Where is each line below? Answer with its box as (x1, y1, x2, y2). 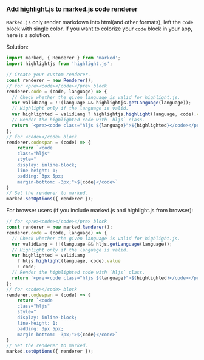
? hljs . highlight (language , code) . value (17, 258, 121, 264)
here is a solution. (6, 32, 51, 39)
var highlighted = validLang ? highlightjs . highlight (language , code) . (12, 111, 197, 117)
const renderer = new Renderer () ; (6, 77, 94, 83)
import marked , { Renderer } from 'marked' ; (6, 55, 121, 61)
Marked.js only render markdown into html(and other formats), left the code (6, 19, 194, 26)
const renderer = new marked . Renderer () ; (6, 224, 113, 231)
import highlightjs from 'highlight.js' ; (6, 61, 113, 67)
